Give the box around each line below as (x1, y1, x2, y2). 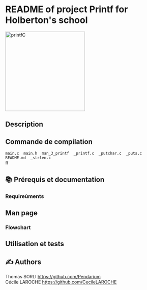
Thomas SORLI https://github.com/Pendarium (5, 273, 101, 279)
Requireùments (5, 193, 44, 200)
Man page (5, 209, 38, 217)
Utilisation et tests (5, 240, 65, 248)
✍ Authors (5, 257, 42, 266)
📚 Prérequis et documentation (5, 175, 105, 184)
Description (5, 120, 43, 129)
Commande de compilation (5, 137, 93, 146)
